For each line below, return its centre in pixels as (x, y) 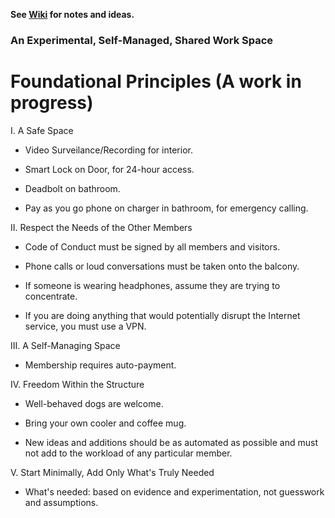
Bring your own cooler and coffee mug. (105, 423)
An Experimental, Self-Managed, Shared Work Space (142, 40)
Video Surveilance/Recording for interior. (108, 150)
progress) (52, 103)
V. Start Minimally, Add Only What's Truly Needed (112, 472)
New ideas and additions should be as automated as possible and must (171, 442)
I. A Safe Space (42, 130)
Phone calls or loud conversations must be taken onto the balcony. (162, 266)
